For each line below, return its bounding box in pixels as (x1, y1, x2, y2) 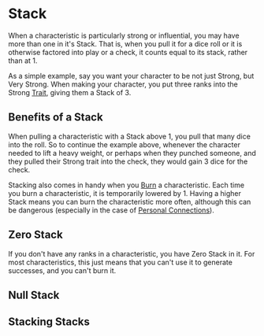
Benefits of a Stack (8, 111, 104, 124)
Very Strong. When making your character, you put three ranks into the (8, 79, 238, 89)
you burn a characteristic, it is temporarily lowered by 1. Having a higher (8, 188, 242, 198)
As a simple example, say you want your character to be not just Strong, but (8, 71, 255, 80)
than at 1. (8, 56, 38, 65)
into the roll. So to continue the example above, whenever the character (8, 139, 240, 150)
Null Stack (8, 288, 60, 301)
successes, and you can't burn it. (8, 265, 117, 275)
